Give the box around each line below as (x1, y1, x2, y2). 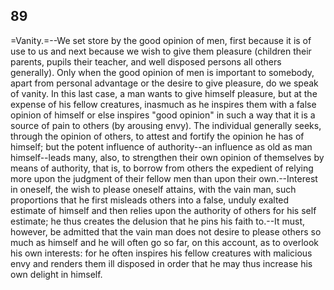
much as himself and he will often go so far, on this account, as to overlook (10, 236, 319, 248)
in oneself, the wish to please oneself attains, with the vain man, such (10, 183, 297, 195)
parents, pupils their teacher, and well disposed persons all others (10, 55, 282, 68)
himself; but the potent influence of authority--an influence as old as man (10, 140, 313, 153)
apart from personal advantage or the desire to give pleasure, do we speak (10, 77, 319, 89)
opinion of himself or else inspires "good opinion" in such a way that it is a (10, 109, 316, 121)
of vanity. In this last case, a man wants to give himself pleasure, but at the (10, 87, 318, 99)
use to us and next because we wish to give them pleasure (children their (10, 45, 312, 57)
